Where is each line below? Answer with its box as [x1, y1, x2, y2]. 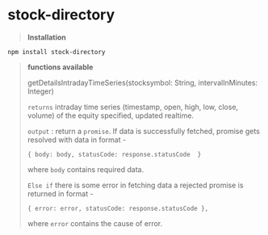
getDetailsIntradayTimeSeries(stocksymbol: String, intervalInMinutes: [27, 78, 258, 87]
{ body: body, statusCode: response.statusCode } [27, 150, 202, 158]
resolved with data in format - [27, 135, 127, 145]
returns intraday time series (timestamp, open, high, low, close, [27, 102, 239, 111]
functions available [27, 62, 94, 72]
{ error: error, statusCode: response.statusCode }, [27, 204, 209, 212]
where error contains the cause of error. [27, 218, 163, 228]
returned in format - [27, 188, 94, 199]
